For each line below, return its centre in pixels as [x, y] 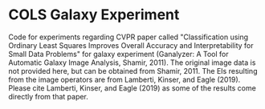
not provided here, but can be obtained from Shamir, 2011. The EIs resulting [133, 71]
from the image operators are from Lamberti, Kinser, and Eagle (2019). [124, 79]
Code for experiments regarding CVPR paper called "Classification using [128, 37]
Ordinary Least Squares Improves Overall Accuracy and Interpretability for [131, 45]
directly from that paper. [48, 96]
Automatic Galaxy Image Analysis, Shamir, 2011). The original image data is [132, 63]
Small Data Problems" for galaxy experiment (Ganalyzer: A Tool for [118, 54]
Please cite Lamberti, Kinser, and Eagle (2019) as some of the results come [132, 88]
